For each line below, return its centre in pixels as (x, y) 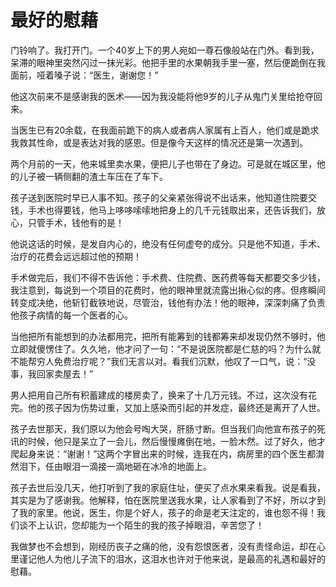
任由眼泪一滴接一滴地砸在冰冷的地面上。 (128, 466)
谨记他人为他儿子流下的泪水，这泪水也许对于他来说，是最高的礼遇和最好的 (172, 558)
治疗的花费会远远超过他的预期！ (76, 256)
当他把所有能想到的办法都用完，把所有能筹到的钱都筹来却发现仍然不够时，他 (168, 336)
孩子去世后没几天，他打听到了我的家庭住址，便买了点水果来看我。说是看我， (168, 487)
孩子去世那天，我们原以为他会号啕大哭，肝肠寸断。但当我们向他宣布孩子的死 (168, 428)
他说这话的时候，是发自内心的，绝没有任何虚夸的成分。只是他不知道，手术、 (168, 243)
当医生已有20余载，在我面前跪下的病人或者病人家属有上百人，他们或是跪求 (165, 130)
